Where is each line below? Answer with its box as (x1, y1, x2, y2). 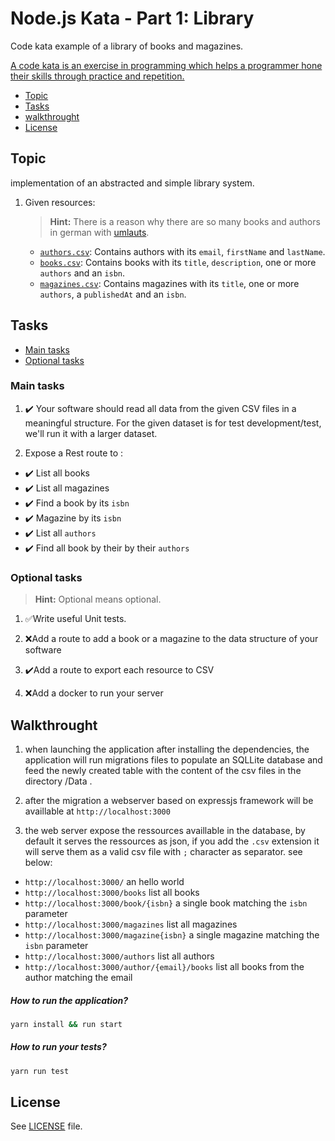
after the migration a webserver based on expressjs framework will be (24, 794, 314, 806)
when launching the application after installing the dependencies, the (24, 743, 310, 755)
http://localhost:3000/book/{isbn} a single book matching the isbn (24, 897, 308, 909)
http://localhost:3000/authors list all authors (24, 950, 215, 962)
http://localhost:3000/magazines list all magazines (24, 918, 238, 930)
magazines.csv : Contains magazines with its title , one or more (39, 277, 300, 289)
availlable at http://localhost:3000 (24, 805, 171, 817)
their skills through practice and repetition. (10, 70, 185, 82)
